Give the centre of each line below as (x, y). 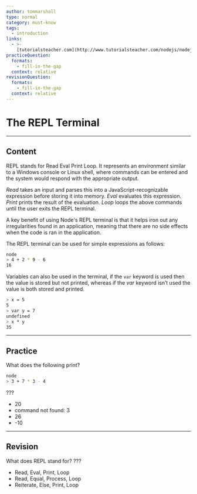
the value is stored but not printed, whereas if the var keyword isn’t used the (98, 283)
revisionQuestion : (28, 77)
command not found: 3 (42, 410)
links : (14, 39)
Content (21, 151)
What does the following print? (43, 365)
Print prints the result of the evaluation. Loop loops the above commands (94, 202)
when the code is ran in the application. (54, 232)
